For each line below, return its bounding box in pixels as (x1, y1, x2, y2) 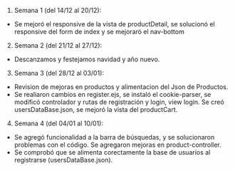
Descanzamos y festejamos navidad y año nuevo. (14, 55, 160, 63)
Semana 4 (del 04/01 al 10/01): (14, 119, 103, 128)
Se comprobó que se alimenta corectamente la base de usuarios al (14, 148, 211, 156)
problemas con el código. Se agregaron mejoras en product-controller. (14, 140, 222, 149)
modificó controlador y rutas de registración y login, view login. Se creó (14, 98, 224, 106)
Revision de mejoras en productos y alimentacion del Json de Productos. (14, 83, 229, 91)
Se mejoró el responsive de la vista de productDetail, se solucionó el (14, 20, 215, 28)
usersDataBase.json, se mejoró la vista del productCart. (14, 105, 178, 113)
